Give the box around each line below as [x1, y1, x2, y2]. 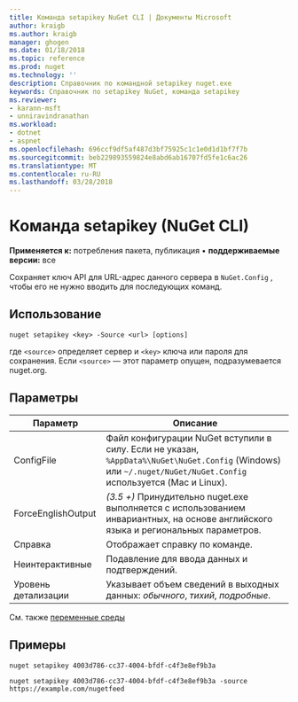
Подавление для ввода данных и [106, 552, 248, 565]
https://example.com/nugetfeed [9, 684, 125, 693]
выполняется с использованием [106, 502, 246, 514]
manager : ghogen [9, 37, 69, 47]
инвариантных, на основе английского [106, 512, 273, 525]
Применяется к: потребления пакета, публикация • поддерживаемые [9, 246, 280, 256]
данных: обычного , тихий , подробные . [106, 589, 271, 601]
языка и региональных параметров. [106, 524, 262, 536]
